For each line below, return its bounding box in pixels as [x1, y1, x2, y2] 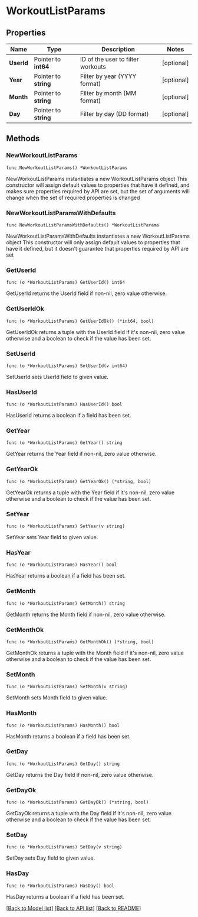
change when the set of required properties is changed [6, 194, 140, 201]
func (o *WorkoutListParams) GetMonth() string [6, 600, 126, 607]
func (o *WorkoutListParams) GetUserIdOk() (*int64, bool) [6, 318, 154, 324]
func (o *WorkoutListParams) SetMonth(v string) [6, 684, 128, 690]
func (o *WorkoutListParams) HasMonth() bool [6, 722, 120, 728]
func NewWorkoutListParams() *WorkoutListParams [6, 164, 128, 171]
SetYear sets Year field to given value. [6, 534, 98, 541]
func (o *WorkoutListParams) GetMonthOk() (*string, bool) [6, 639, 154, 645]
